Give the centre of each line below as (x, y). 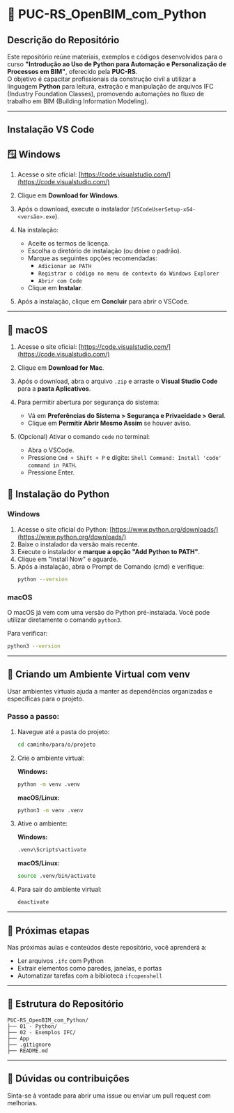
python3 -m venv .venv (50, 810)
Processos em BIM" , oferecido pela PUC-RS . (72, 72)
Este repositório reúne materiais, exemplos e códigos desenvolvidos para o (115, 57)
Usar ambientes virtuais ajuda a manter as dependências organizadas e (110, 691)
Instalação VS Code (51, 129)
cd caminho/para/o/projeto (56, 745)
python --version (42, 579)
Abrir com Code (60, 281)
